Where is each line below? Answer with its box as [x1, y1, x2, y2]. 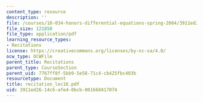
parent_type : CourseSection [6, 64, 77, 71]
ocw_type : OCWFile [6, 53, 53, 59]
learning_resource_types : [6, 37, 71, 43]
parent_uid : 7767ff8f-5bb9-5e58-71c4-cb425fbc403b [6, 70, 137, 76]
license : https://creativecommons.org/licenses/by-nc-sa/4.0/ [6, 48, 166, 54]
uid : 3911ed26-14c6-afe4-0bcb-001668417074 [6, 87, 118, 93]
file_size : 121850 [6, 25, 53, 32]
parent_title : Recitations [6, 59, 74, 65]
